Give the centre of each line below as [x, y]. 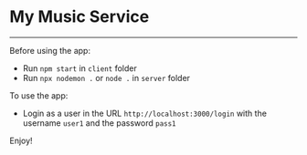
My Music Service [79, 17]
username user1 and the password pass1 [99, 123]
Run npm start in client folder [79, 68]
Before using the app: [50, 50]
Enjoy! [21, 140]
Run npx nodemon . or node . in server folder [106, 77]
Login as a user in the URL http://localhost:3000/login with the [145, 113]
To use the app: [39, 95]
